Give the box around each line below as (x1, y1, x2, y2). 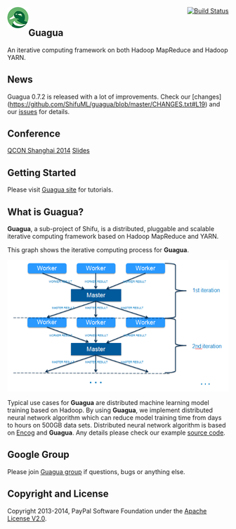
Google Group (7, 449, 70, 461)
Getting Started (7, 166, 77, 179)
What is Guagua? (7, 206, 84, 218)
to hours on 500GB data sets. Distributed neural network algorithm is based (7, 421, 226, 429)
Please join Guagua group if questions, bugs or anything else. (7, 467, 185, 475)
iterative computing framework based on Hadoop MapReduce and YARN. (7, 232, 219, 241)
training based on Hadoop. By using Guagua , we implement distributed (7, 406, 213, 414)
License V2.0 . (7, 514, 47, 523)
